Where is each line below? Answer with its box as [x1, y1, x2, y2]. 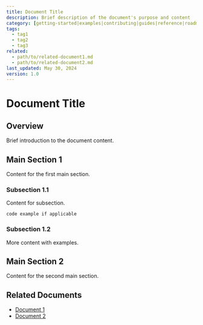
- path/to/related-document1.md [11, 54, 94, 60]
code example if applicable [6, 211, 77, 217]
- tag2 [11, 37, 28, 43]
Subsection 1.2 [6, 225, 51, 234]
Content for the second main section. [6, 272, 99, 280]
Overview [6, 120, 44, 131]
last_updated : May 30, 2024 [6, 65, 77, 71]
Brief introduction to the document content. [6, 137, 114, 144]
